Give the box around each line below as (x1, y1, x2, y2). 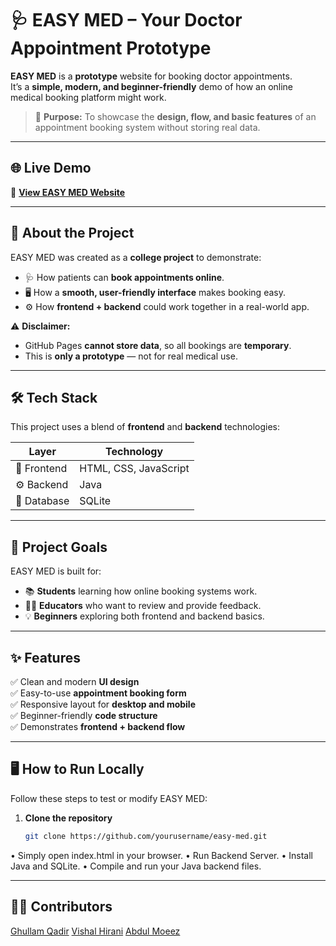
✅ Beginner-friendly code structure (10, 710, 158, 721)
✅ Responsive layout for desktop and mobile (10, 698, 197, 710)
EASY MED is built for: (10, 565, 102, 577)
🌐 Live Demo (10, 160, 92, 177)
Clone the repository (24, 812, 113, 824)
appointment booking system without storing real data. (34, 121, 261, 133)
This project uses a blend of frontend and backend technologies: (10, 421, 281, 433)
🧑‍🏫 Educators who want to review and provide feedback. (24, 600, 262, 612)
